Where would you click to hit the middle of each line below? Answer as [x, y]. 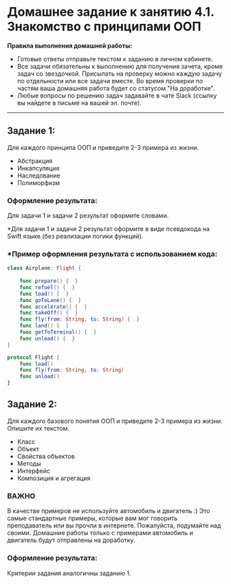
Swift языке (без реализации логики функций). [75, 236]
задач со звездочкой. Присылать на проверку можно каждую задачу [119, 74]
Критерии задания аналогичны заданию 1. [69, 573]
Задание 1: [31, 131]
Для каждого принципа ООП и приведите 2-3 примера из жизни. [103, 147]
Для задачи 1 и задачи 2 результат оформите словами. [88, 216]
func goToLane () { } [50, 300]
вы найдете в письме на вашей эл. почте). [79, 102]
